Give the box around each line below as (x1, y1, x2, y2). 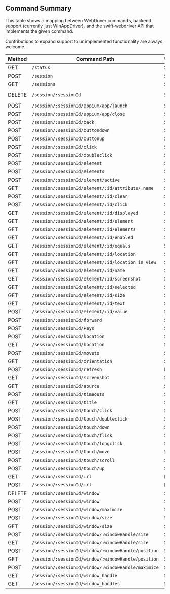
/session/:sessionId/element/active (32, 177, 120, 183)
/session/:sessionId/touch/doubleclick (32, 416, 128, 422)
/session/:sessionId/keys (32, 325, 95, 331)
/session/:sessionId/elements (32, 168, 105, 174)
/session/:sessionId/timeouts (32, 391, 105, 397)
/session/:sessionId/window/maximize (32, 507, 123, 512)
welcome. (5, 43, 26, 50)
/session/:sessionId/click (32, 144, 97, 150)
